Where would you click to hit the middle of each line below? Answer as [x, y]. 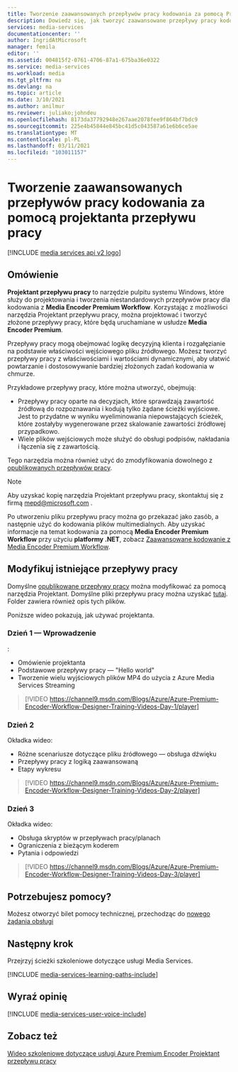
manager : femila [31, 47]
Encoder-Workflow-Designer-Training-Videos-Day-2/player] [112, 791]
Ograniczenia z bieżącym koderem [68, 846]
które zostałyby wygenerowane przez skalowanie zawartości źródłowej [121, 424]
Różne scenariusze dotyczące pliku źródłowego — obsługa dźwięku [117, 754]
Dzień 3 [21, 809]
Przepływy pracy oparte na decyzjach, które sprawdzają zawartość [116, 401]
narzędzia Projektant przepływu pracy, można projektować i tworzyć [107, 315]
